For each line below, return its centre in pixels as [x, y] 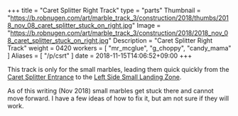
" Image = [146, 25]
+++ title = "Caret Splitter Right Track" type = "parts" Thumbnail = [104, 10]
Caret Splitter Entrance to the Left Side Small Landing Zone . [94, 77]
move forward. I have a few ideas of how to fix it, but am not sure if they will [118, 98]
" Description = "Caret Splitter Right [161, 41]
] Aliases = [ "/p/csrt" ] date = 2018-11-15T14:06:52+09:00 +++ [100, 56]
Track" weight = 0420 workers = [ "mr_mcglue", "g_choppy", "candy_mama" [119, 48]
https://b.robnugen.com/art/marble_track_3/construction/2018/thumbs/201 [120, 18]
